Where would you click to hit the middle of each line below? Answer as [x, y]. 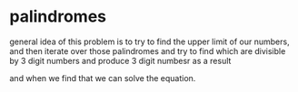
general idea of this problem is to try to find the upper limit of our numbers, [149, 41]
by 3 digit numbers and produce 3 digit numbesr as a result [120, 60]
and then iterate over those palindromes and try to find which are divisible [148, 51]
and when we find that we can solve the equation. [103, 78]
